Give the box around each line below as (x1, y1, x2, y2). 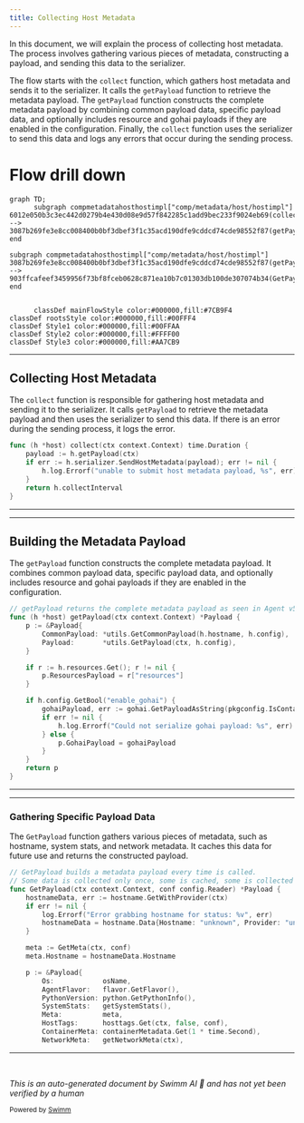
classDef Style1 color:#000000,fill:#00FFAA (9, 321, 180, 331)
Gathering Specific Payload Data (9, 810, 156, 823)
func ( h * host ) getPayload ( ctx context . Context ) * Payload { (9, 613, 242, 622)
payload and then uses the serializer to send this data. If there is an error (9, 414, 280, 425)
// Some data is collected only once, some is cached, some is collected (9, 876, 294, 885)
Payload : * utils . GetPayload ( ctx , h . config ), (42, 638, 237, 647)
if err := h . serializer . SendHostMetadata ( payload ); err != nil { (25, 458, 278, 467)
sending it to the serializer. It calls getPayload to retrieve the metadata (9, 405, 269, 415)
